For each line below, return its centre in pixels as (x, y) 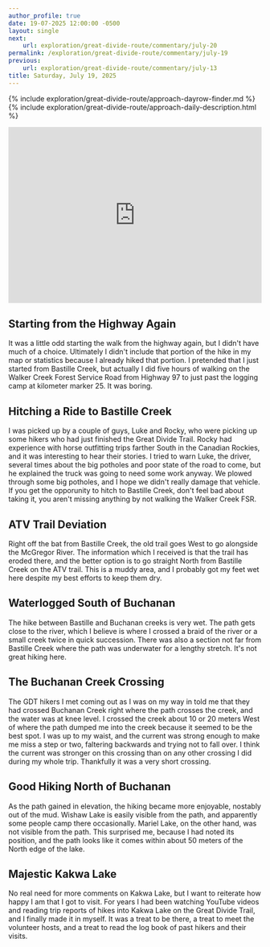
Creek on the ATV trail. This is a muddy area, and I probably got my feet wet (134, 570)
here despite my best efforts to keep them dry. (85, 578)
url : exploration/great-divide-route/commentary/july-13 (120, 68)
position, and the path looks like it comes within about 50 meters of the (126, 840)
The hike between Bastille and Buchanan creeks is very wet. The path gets (132, 622)
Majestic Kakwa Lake (63, 874)
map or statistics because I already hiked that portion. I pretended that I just (134, 360)
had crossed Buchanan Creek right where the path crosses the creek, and (131, 710)
